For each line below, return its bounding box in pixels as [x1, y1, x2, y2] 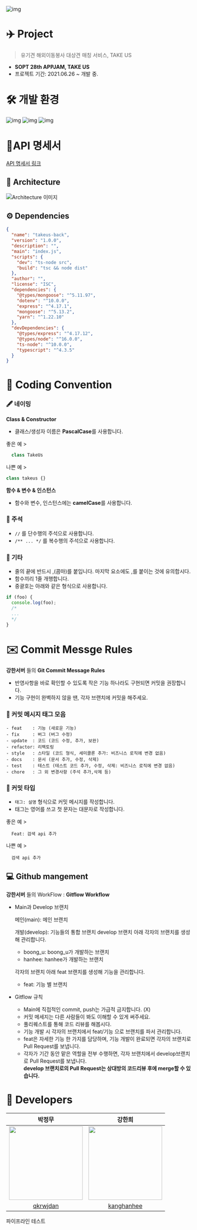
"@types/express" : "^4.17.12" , [16, 330, 94, 337]
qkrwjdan [33, 1202, 59, 1210]
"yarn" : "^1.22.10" [16, 314, 65, 320]
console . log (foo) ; [11, 600, 57, 606]
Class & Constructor [6, 415, 57, 422]
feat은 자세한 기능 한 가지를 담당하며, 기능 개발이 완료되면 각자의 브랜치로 [23, 1035, 191, 1042]
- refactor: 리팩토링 [6, 744, 54, 750]
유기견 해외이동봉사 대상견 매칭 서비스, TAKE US [20, 51, 132, 58]
